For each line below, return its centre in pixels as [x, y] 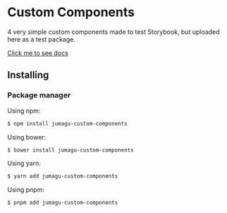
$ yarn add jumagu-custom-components [63, 176]
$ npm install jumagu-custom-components [68, 123]
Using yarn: [24, 164]
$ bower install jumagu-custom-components [70, 150]
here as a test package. [41, 39]
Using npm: [24, 111]
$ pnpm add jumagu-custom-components [63, 203]
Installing [28, 75]
